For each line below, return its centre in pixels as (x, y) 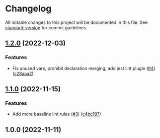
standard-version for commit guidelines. (46, 27)
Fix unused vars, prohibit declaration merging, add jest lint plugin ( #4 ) (84, 68)
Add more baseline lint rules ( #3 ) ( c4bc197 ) (57, 114)
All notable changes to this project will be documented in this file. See (77, 22)
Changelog (28, 9)
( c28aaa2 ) (23, 73)
